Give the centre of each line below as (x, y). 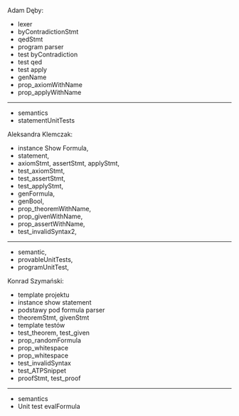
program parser (41, 47)
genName (32, 77)
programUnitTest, (43, 267)
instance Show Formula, (53, 148)
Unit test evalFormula (49, 406)
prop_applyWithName (49, 92)
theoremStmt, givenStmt (53, 318)
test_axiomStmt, (41, 171)
